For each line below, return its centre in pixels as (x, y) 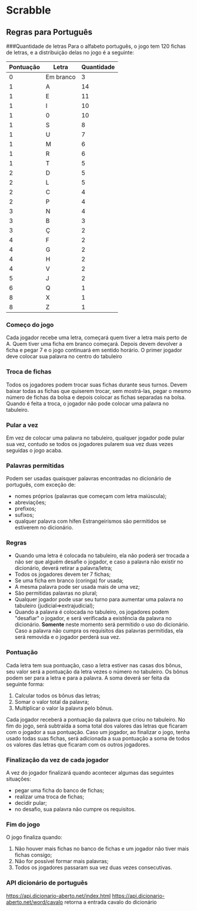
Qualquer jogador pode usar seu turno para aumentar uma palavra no (99, 599)
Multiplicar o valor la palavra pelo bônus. (64, 708)
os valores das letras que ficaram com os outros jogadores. (78, 745)
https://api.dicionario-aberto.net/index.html (59, 896)
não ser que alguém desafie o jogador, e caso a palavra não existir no (99, 562)
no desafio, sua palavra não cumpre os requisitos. (75, 810)
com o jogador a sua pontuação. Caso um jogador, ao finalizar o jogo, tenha (98, 732)
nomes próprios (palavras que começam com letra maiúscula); (91, 496)
